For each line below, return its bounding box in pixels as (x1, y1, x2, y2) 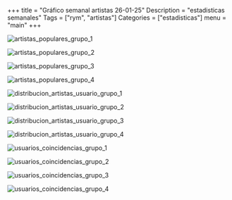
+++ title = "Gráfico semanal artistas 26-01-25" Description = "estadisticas (7, 6, 225, 14)
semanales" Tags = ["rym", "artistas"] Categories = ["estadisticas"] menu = (7, 13, 227, 22)
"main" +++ (7, 21, 42, 29)
